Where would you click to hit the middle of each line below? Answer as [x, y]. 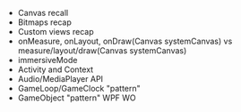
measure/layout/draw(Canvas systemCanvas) [102, 51]
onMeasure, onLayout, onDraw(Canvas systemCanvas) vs [125, 41]
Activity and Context [56, 69]
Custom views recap [56, 32]
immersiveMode [47, 60]
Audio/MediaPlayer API [60, 79]
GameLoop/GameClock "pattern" [79, 88]
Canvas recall [43, 13]
